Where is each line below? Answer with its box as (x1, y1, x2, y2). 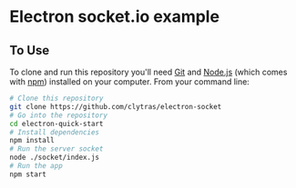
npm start (9, 170, 47, 179)
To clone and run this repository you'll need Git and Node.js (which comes (9, 66, 288, 77)
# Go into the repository (9, 111, 107, 120)
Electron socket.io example (9, 6, 220, 27)
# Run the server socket (9, 144, 104, 153)
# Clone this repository (9, 94, 104, 103)
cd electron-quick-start (9, 119, 104, 128)
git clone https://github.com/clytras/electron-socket (9, 102, 222, 111)
